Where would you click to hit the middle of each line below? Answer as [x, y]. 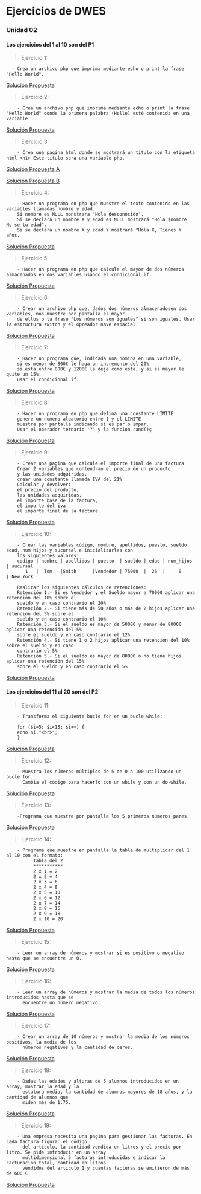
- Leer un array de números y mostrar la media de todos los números [106, 992]
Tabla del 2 [48, 860]
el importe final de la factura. [59, 511]
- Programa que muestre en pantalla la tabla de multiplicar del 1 [103, 850]
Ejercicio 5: [35, 259]
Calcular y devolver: [44, 485]
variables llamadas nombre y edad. [51, 209]
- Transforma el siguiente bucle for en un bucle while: [90, 716]
